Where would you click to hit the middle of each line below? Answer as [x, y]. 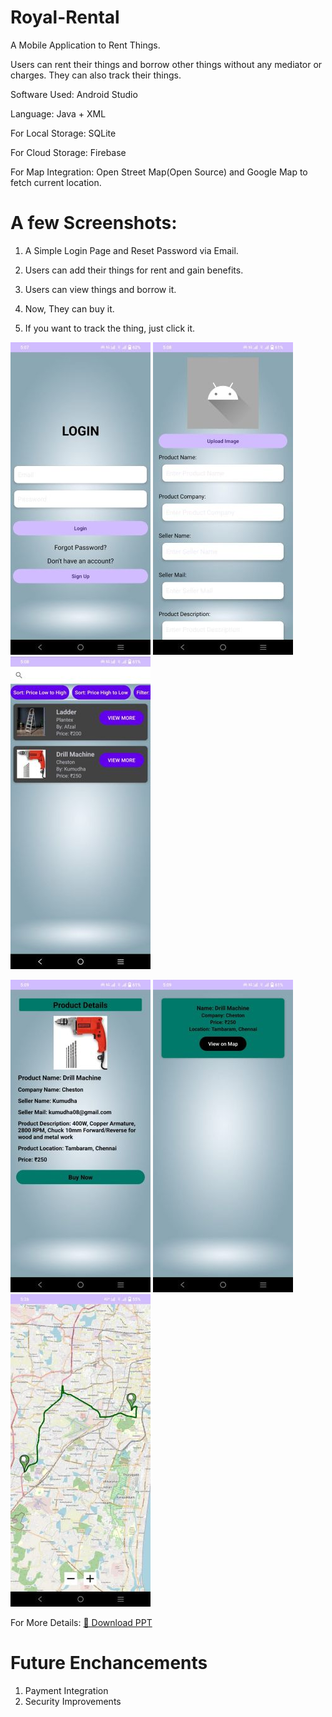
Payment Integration [66, 1690]
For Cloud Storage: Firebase [68, 152]
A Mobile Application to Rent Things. [85, 45]
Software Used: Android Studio [74, 94]
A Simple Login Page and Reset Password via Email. [131, 250]
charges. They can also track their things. [96, 75]
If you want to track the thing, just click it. [110, 328]
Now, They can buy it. [69, 308]
